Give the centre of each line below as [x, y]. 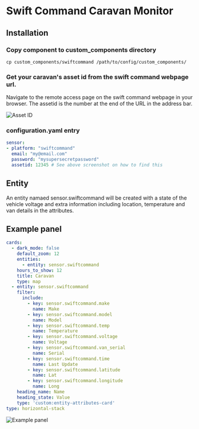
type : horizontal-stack [36, 408]
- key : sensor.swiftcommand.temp [69, 326]
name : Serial [49, 353]
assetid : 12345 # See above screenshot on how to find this [87, 165]
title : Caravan [36, 276]
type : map [29, 281]
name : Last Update [55, 364]
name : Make [46, 309]
